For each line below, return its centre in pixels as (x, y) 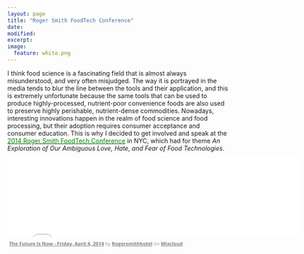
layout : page (26, 14)
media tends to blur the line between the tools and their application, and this (118, 88)
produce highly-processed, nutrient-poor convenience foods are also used (116, 103)
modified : (22, 34)
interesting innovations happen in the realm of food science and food (108, 118)
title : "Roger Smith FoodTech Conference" (71, 20)
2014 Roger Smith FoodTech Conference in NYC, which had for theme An (114, 140)
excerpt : (20, 40)
